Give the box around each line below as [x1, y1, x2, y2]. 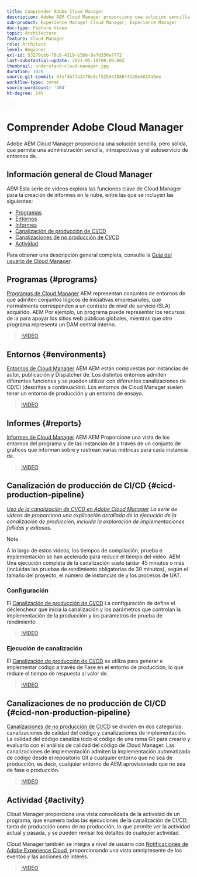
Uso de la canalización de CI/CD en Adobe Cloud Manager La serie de [6, 505, 178, 513]
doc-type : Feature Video [6, 25, 67, 31]
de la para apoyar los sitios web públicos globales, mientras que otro [6, 315, 172, 322]
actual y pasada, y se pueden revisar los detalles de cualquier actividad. [6, 829, 181, 836]
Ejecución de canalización [6, 644, 82, 652]
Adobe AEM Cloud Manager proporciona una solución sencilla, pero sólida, [6, 140, 188, 147]
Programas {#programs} [6, 274, 98, 284]
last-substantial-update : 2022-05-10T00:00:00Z [6, 57, 125, 63]
